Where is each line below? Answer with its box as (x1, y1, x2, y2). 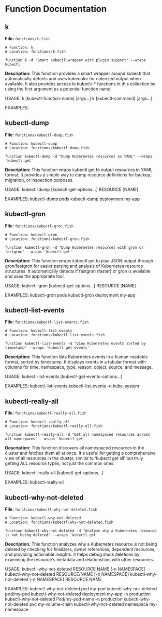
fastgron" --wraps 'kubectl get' (5, 249, 73, 254)
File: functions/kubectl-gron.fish (5, 223, 74, 229)
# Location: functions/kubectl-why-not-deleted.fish (5, 520, 114, 525)
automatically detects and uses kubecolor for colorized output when (5, 76, 141, 81)
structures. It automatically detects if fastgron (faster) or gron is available (5, 268, 151, 274)
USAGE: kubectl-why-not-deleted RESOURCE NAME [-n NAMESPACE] (5, 566, 146, 572)
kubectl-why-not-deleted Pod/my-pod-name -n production (5, 596, 123, 602)
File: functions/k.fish (5, 35, 50, 41)
